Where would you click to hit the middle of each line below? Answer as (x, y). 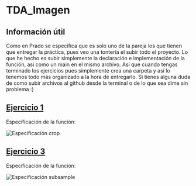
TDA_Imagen (38, 10)
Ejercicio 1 (25, 108)
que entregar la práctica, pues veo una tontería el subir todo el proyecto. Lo (97, 52)
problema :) (20, 89)
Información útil (36, 32)
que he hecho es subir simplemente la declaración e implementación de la (96, 58)
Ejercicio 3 (26, 152)
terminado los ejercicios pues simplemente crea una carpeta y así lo (88, 70)
